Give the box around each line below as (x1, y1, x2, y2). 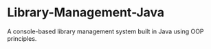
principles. (7, 34, 37, 42)
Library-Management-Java (7, 5, 165, 20)
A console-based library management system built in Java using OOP (7, 27, 204, 35)
